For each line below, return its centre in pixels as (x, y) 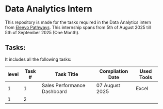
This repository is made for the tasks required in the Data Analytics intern (78, 22)
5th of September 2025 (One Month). (42, 32)
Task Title (67, 74)
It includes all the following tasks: (38, 59)
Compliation (114, 71)
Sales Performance (64, 85)
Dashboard (54, 91)
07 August (108, 85)
